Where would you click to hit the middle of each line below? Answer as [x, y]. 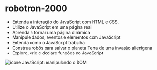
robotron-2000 [36, 9]
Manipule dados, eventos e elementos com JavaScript [66, 37]
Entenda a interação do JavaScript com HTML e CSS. [65, 22]
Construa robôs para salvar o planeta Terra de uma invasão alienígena [82, 48]
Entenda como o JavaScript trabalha [48, 42]
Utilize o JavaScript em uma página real [52, 27]
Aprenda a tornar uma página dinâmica [51, 32]
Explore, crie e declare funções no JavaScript [57, 53]
